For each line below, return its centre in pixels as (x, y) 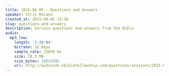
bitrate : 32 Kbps (32, 47)
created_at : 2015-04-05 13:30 (37, 19)
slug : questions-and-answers (36, 24)
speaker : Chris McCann (29, 14)
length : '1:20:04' (33, 42)
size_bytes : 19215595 (37, 61)
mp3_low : (19, 38)
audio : (12, 33)
